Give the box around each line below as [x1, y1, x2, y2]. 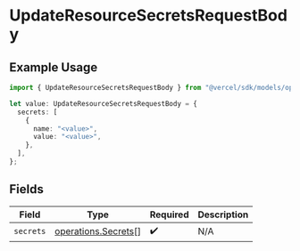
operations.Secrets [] [54, 225, 141, 238]
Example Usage [9, 60, 98, 75]
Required [149, 208, 189, 221]
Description [197, 208, 249, 221]
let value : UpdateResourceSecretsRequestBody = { [9, 99, 198, 108]
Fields [9, 182, 45, 197]
